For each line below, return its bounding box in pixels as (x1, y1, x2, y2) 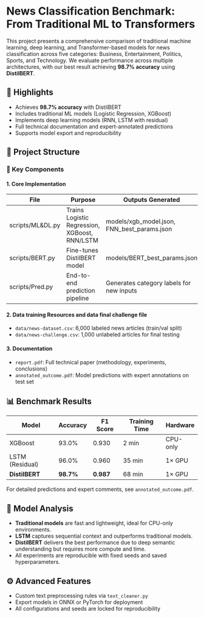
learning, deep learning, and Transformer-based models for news (6, 44, 170, 51)
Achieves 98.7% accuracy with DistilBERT (15, 103, 121, 111)
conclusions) (15, 365, 48, 372)
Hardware (165, 421, 195, 429)
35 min (123, 456, 143, 465)
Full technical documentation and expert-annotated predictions (15, 123, 173, 130)
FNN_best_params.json (106, 225, 172, 234)
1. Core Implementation (6, 180, 66, 187)
